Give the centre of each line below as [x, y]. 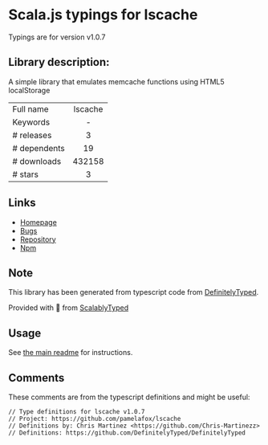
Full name [31, 108]
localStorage [29, 90]
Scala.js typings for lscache [103, 15]
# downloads [37, 161]
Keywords [31, 122]
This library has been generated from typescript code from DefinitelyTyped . [134, 292]
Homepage [39, 222]
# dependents [39, 148]
